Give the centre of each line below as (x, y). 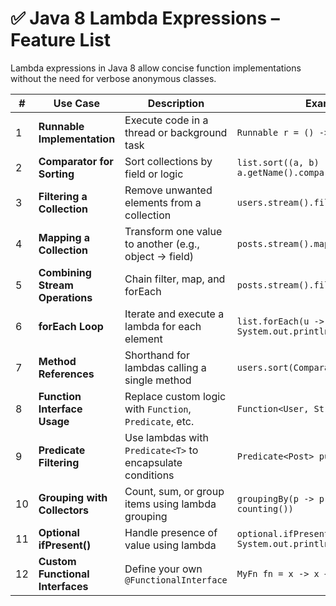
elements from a (163, 202)
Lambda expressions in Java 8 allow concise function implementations (156, 68)
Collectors (64, 510)
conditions (149, 475)
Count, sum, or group (174, 491)
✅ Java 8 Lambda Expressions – (145, 18)
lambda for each (163, 326)
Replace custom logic (175, 396)
